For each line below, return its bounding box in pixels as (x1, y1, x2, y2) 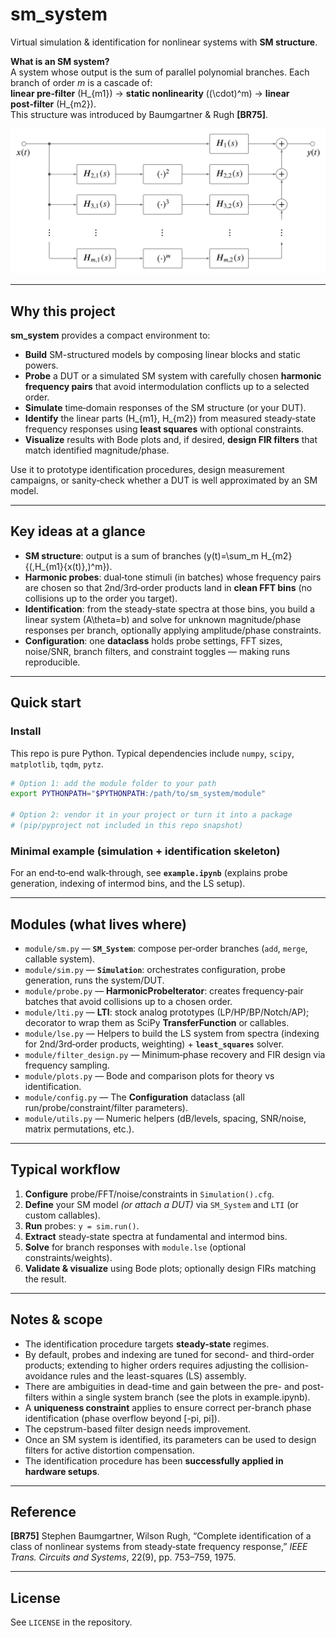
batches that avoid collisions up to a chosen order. (24, 996, 233, 1008)
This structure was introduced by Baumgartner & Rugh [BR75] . (10, 108, 269, 120)
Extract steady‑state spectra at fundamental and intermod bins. (24, 1230, 288, 1242)
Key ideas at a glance (10, 523, 146, 540)
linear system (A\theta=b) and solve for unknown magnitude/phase (24, 613, 302, 625)
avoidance (24, 1369, 68, 1382)
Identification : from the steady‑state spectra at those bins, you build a (24, 603, 316, 615)
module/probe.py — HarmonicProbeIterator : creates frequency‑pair (24, 985, 304, 997)
